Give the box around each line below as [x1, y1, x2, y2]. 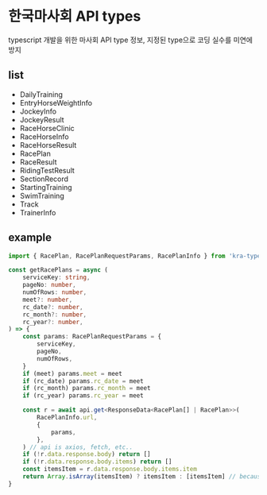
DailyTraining [19, 89, 64, 99]
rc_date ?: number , [22, 303, 83, 311]
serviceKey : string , [22, 273, 91, 282]
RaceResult [19, 157, 57, 167]
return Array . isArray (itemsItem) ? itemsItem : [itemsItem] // [22, 473, 237, 481]
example [8, 231, 52, 245]
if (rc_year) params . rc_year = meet [22, 392, 145, 400]
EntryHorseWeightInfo [19, 98, 93, 107]
